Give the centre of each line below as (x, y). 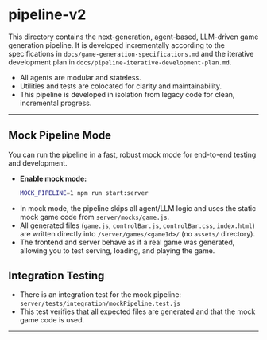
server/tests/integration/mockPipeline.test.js (100, 304)
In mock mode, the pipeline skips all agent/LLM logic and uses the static (138, 208)
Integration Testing (56, 276)
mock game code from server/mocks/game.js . (94, 217)
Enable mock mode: (53, 178)
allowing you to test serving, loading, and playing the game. (117, 250)
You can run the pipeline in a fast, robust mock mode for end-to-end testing (132, 154)
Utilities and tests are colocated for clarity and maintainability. (121, 86)
